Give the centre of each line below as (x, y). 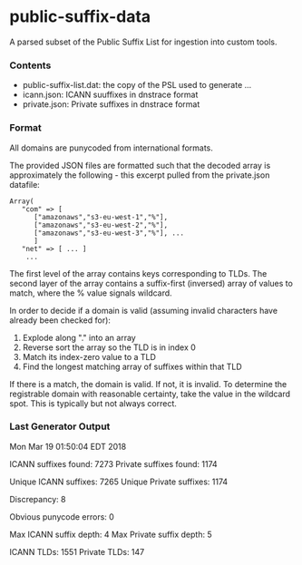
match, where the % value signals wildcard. (91, 293)
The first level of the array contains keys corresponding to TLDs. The (138, 273)
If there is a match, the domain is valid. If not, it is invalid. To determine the (148, 384)
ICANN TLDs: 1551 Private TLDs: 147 (77, 551)
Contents (30, 65)
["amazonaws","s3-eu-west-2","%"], (101, 225)
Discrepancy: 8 (38, 499)
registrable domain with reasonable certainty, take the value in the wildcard (150, 394)
